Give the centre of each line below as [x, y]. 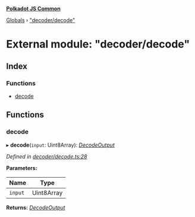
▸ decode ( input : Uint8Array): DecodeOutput [60, 145]
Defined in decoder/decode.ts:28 [47, 156]
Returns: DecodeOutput [36, 207]
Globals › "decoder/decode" [41, 20]
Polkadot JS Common [33, 9]
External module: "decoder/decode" [98, 44]
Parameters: [22, 168]
